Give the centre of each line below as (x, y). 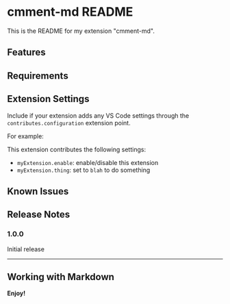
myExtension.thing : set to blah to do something (84, 170)
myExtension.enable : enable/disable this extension (88, 162)
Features (26, 52)
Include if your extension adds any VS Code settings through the (98, 115)
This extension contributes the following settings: (76, 149)
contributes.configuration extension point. (69, 123)
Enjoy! (16, 293)
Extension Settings (48, 99)
